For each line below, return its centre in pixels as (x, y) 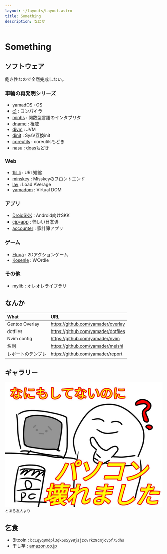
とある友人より (18, 511)
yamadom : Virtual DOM (37, 190)
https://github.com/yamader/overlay (88, 324)
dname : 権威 (26, 124)
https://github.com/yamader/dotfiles (88, 331)
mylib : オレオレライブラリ (40, 286)
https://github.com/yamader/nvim (85, 338)
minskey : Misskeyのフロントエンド (49, 179)
